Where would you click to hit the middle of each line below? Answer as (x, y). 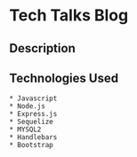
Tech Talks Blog (69, 16)
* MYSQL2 (25, 130)
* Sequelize (31, 122)
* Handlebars (33, 137)
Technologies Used (64, 78)
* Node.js (28, 106)
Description (42, 48)
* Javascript (33, 98)
